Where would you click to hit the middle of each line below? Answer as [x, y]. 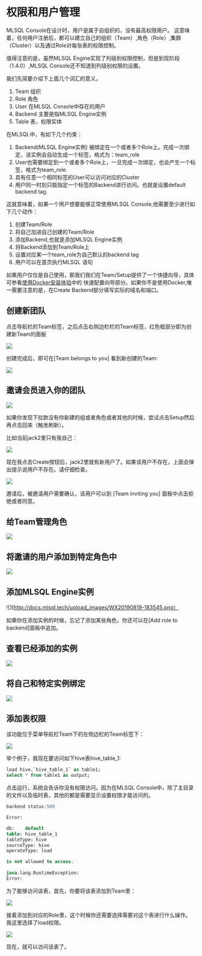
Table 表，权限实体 [38, 121]
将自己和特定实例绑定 [46, 684]
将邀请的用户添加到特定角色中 [62, 556]
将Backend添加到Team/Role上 [52, 247]
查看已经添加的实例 [42, 649]
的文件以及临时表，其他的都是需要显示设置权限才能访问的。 [80, 795]
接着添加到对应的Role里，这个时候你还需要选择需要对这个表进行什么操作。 [99, 915]
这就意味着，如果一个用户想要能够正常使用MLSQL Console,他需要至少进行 [98, 204]
